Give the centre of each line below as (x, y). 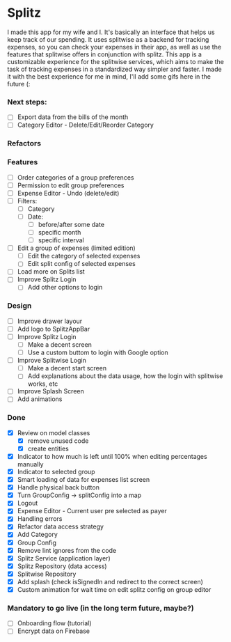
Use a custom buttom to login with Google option (98, 352)
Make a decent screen (60, 345)
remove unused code (58, 441)
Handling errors (40, 519)
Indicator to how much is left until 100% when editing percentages (112, 456)
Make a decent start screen (67, 368)
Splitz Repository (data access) (62, 566)
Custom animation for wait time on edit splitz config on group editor (114, 589)
